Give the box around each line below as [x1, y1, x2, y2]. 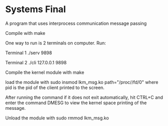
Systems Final [5, 4, 66, 15]
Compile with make [5, 30, 46, 36]
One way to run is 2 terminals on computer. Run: [5, 39, 106, 46]
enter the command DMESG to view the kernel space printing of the [5, 100, 147, 106]
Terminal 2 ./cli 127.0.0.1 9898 [5, 59, 67, 65]
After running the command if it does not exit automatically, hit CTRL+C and [5, 94, 163, 100]
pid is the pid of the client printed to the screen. [5, 85, 105, 91]
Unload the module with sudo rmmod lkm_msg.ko [5, 115, 109, 121]
